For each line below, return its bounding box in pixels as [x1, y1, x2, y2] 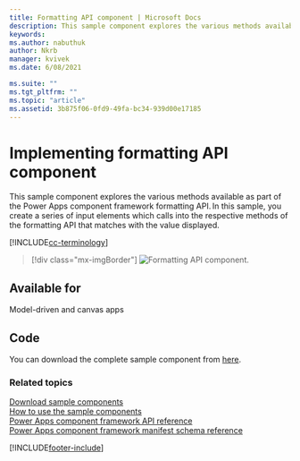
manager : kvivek [9, 55, 70, 64]
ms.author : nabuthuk [9, 38, 87, 47]
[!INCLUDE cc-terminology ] [9, 237, 109, 248]
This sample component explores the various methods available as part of [9, 192, 282, 202]
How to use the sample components [9, 406, 143, 417]
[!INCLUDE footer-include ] [9, 442, 104, 453]
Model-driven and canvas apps [9, 304, 125, 315]
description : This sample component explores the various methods [9, 21, 262, 30]
